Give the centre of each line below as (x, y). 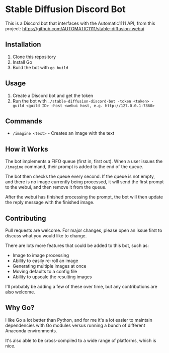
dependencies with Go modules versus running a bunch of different (75, 325)
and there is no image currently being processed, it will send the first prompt (84, 182)
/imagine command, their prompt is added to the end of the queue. (74, 167)
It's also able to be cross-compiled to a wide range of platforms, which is (81, 340)
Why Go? (20, 308)
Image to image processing (41, 255)
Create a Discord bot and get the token (53, 95)
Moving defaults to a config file (45, 271)
